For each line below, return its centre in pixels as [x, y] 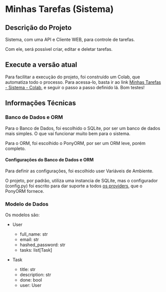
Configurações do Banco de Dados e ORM [49, 160]
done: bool [31, 280]
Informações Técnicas [41, 103]
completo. [15, 148]
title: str [28, 269]
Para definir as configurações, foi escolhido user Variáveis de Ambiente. [79, 171]
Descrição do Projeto [38, 28]
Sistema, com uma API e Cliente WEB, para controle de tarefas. [70, 39]
